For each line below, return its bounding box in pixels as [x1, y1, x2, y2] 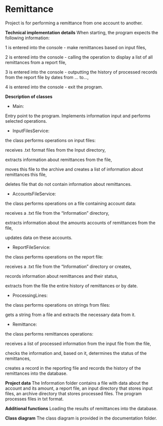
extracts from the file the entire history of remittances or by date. [5, 282, 138, 289]
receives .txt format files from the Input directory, [5, 147, 106, 153]
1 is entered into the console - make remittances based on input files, [5, 44, 147, 50]
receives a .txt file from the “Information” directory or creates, [5, 263, 132, 269]
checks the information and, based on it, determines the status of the [5, 350, 147, 356]
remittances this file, [5, 171, 47, 177]
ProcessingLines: [12, 292, 48, 298]
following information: [5, 35, 50, 41]
